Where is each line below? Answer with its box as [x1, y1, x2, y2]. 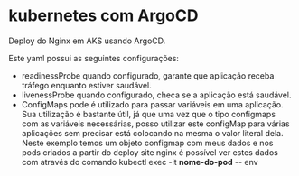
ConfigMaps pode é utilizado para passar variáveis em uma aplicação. [21, 98, 284, 109]
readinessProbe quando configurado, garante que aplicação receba [21, 69, 275, 81]
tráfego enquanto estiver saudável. [21, 79, 152, 90]
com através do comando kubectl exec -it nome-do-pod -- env [21, 156, 258, 167]
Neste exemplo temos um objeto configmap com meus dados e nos [21, 137, 274, 148]
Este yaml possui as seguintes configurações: [8, 52, 180, 63]
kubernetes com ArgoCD [8, 5, 199, 26]
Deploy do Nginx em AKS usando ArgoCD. [8, 35, 166, 46]
